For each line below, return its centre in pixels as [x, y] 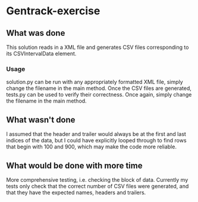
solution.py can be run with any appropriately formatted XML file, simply [95, 82]
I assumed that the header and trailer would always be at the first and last [96, 134]
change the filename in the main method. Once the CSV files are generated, [99, 88]
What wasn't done [41, 119]
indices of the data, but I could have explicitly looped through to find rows [96, 141]
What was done [36, 33]
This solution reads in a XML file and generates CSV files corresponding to [98, 47]
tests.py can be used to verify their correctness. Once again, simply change [99, 95]
